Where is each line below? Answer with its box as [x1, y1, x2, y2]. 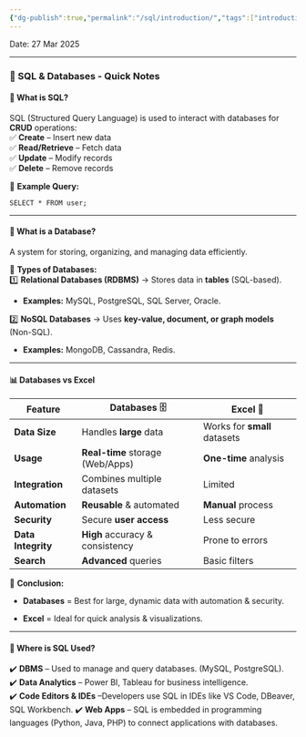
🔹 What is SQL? [9, 92, 69, 103]
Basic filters [203, 555, 254, 568]
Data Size [14, 425, 56, 438]
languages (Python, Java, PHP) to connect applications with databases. [9, 717, 278, 729]
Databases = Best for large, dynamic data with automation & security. [22, 596, 285, 607]
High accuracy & [81, 528, 153, 541]
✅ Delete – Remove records [9, 162, 114, 173]
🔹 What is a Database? [9, 226, 97, 237]
